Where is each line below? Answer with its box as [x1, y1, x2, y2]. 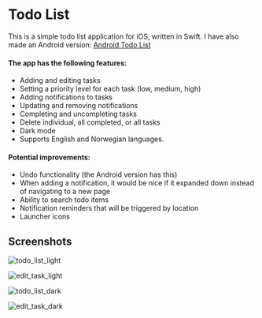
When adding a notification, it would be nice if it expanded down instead [19, 178, 254, 188]
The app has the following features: [8, 58, 127, 68]
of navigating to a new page [19, 187, 111, 196]
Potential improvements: [8, 152, 90, 162]
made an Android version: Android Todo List [8, 39, 151, 49]
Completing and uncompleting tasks [19, 109, 138, 119]
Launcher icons [19, 211, 71, 222]
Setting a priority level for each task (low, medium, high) [19, 84, 201, 94]
